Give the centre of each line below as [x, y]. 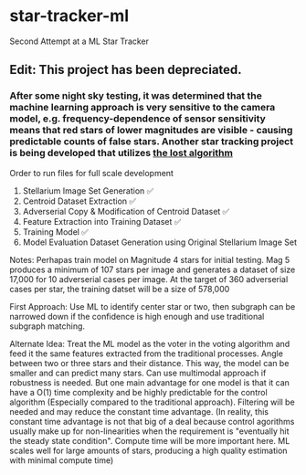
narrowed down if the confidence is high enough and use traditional [137, 316]
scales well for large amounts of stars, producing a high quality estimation [148, 450]
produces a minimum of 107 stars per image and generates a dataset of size [153, 269]
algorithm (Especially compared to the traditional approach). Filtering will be [152, 402]
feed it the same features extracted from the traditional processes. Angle [146, 354]
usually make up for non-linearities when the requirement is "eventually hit [149, 431]
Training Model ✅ [55, 232]
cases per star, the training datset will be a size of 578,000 [120, 289]
